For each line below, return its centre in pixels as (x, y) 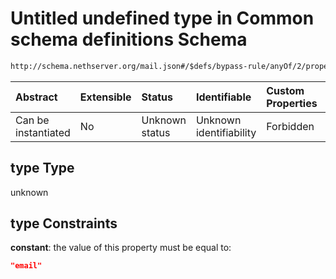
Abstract (36, 97)
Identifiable (223, 97)
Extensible (105, 97)
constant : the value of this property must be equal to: (121, 248)
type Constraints (64, 223)
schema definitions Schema (129, 39)
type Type (42, 168)
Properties (292, 103)
